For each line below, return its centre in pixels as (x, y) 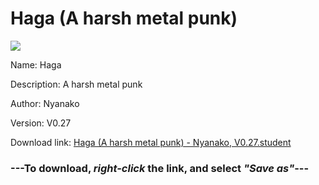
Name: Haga (36, 64)
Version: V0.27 (41, 123)
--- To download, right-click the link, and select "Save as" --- (160, 168)
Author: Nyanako (45, 103)
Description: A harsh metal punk (76, 84)
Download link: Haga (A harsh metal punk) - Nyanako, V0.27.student (151, 142)
